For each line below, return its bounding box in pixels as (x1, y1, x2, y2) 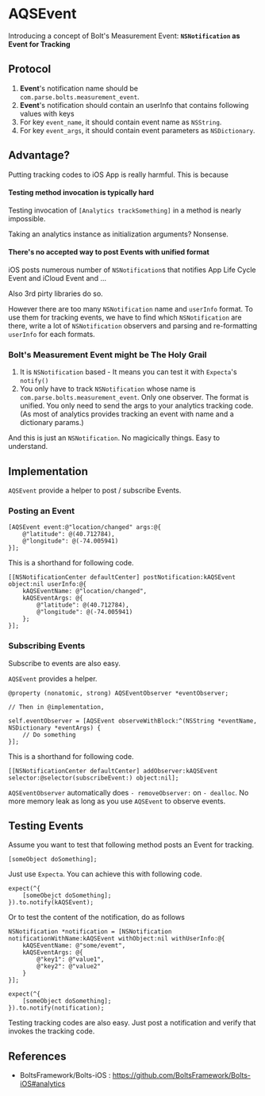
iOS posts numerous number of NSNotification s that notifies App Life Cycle (8, 265, 256, 274)
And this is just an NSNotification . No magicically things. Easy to (8, 433, 221, 443)
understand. (8, 442, 48, 451)
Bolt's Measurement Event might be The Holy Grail (8, 349, 208, 360)
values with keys (19, 109, 75, 118)
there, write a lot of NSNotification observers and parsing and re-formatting (8, 320, 258, 330)
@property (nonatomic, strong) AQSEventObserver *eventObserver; (8, 689, 229, 697)
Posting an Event (8, 505, 75, 516)
